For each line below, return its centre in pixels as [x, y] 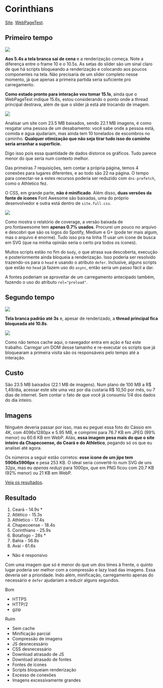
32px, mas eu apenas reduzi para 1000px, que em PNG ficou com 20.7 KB [80, 468]
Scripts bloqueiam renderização [44, 670]
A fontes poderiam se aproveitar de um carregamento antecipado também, [80, 277]
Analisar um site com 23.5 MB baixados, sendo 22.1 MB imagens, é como [78, 123]
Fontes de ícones [29, 665]
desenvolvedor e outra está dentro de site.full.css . [58, 203]
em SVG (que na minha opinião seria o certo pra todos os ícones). [71, 242]
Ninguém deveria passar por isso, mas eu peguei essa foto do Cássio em [78, 427]
